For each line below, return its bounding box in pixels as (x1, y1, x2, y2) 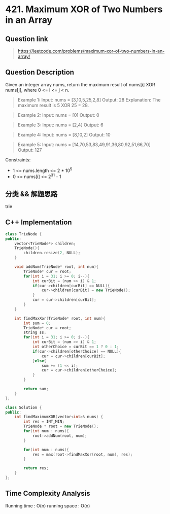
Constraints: (5, 156, 31, 163)
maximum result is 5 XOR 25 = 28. (17, 102, 89, 108)
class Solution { (5, 405, 42, 410)
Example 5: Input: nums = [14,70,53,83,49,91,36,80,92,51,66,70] (17, 141, 151, 148)
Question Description (5, 68, 75, 77)
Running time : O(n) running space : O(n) (5, 502, 90, 508)
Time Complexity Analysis (5, 489, 90, 498)
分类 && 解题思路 (5, 189, 58, 198)
